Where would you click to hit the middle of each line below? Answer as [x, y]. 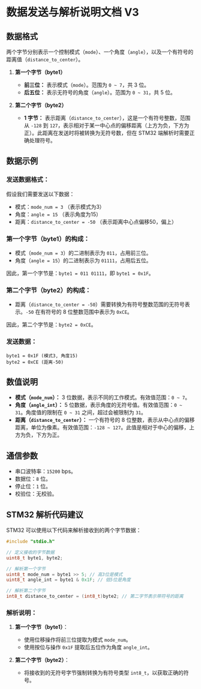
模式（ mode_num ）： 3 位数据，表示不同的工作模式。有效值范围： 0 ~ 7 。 [103, 397]
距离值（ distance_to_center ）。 [45, 59]
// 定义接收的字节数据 [31, 552]
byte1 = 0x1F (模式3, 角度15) [42, 356]
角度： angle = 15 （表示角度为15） [58, 214]
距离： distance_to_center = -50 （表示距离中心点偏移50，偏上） [96, 221]
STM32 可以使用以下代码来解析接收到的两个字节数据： [74, 530]
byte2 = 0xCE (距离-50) [35, 362]
